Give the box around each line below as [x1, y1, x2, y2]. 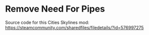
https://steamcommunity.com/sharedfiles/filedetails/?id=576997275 [5, 24, 144, 30]
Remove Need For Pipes [5, 3, 105, 15]
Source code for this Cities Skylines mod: [5, 19, 90, 25]
